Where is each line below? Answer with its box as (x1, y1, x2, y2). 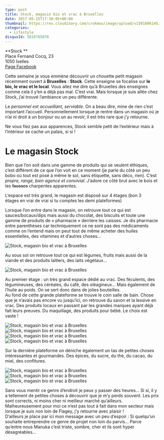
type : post (5, 7, 27, 12)
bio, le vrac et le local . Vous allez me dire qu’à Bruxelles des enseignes (5, 83, 148, 89)
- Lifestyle (9, 30, 34, 35)
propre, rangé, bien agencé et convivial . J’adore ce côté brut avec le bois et (5, 178, 158, 183)
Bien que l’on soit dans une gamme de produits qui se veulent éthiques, (5, 162, 149, 168)
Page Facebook (5, 63, 37, 69)
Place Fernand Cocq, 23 (5, 53, 54, 59)
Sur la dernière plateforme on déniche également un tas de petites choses (5, 347, 155, 353)
